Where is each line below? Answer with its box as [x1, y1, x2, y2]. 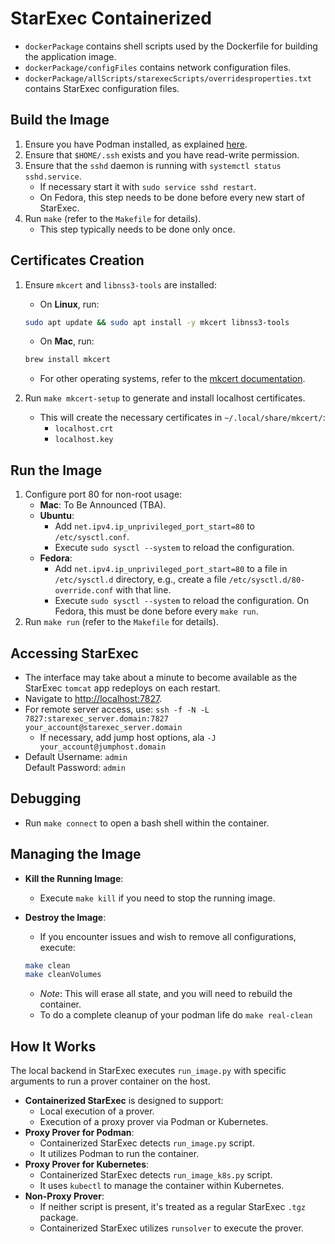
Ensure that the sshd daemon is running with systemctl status [24, 159, 282, 171]
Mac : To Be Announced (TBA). [39, 499, 167, 511]
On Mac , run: [39, 335, 95, 347]
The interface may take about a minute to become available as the [24, 671, 298, 683]
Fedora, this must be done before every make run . [54, 605, 259, 617]
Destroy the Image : [24, 911, 107, 923]
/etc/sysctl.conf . [54, 531, 130, 543]
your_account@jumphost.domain [39, 742, 167, 752]
